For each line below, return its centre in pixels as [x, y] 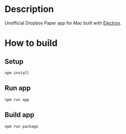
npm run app [17, 100]
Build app [20, 115]
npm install [17, 73]
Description [29, 9]
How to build [31, 43]
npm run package [21, 126]
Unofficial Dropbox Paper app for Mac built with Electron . [63, 23]
